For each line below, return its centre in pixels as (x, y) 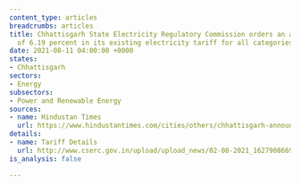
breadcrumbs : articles (51, 26)
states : (24, 59)
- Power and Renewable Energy (66, 101)
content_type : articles (54, 17)
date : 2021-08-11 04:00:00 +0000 (71, 51)
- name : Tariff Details (54, 142)
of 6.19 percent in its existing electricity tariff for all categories (155, 42)
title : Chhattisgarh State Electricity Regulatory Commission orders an (147, 34)
